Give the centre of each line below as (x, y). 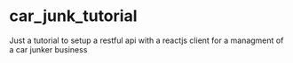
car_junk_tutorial (73, 16)
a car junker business (48, 49)
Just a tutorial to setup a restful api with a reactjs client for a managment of (146, 40)
